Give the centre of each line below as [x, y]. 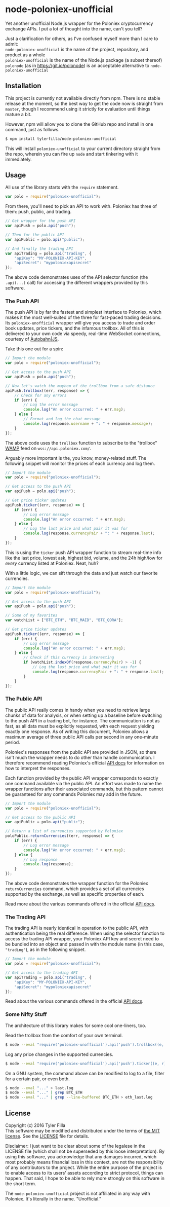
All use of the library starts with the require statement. [62, 187]
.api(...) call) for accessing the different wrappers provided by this [77, 283]
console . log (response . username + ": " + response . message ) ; [88, 424]
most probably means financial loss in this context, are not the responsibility [84, 1162]
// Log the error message [51, 405]
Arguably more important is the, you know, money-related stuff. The [76, 458]
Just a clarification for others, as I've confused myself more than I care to [82, 39]
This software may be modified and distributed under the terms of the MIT [83, 1130]
